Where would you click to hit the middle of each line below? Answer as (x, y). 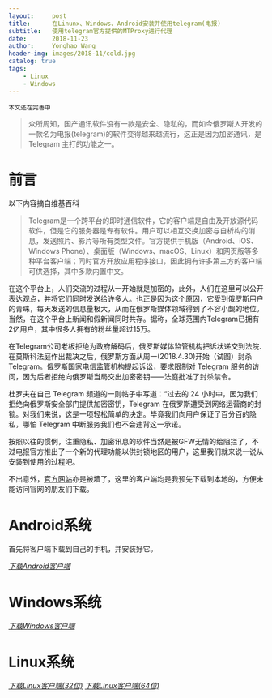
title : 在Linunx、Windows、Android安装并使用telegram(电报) (115, 24)
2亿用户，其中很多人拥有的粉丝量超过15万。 (82, 329)
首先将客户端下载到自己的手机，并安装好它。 (83, 549)
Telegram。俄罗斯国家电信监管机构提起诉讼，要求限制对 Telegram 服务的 (130, 366)
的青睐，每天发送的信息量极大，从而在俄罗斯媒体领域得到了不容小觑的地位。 (136, 309)
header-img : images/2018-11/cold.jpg (72, 54)
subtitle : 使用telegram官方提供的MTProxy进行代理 (91, 31)
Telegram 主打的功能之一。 (73, 143)
